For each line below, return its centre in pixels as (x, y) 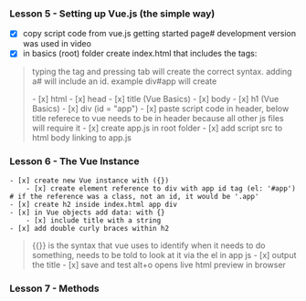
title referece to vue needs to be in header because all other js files (158, 119)
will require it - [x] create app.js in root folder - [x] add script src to (157, 128)
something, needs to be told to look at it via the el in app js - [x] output (164, 254)
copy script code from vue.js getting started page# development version (159, 34)
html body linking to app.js (82, 138)
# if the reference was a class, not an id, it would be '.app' (134, 196)
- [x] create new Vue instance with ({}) (90, 181)
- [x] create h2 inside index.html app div (94, 204)
